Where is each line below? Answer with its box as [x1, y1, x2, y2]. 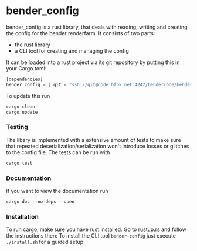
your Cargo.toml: [6, 65, 47, 72]
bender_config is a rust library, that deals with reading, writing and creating [6, 23, 188, 30]
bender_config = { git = [6, 82, 67, 87]
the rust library [14, 41, 51, 48]
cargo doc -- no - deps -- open [6, 198, 75, 205]
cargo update [6, 109, 38, 115]
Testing [6, 123, 28, 131]
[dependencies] [6, 76, 43, 82]
